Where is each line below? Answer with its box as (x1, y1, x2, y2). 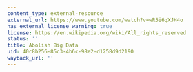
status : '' (7, 36, 39, 43)
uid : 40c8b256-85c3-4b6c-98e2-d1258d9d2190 (7, 49, 134, 56)
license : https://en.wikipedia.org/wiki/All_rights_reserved (7, 29, 187, 36)
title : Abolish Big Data (7, 42, 79, 49)
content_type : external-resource (7, 10, 103, 17)
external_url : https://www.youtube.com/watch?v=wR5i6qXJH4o (7, 16, 184, 23)
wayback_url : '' (7, 55, 54, 62)
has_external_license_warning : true (7, 23, 112, 29)
